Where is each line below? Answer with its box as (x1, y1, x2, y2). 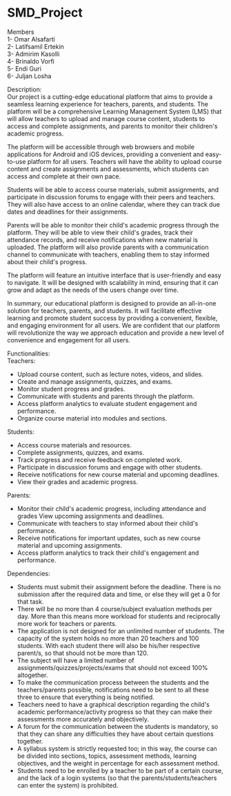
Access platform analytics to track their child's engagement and (17, 548, 199, 557)
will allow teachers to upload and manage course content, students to (7, 114, 205, 122)
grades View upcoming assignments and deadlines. (17, 512, 164, 520)
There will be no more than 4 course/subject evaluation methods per (17, 604, 212, 613)
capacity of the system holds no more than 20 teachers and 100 (17, 634, 199, 642)
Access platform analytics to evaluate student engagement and (17, 399, 197, 407)
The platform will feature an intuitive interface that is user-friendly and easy (7, 271, 222, 279)
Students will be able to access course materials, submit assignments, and (7, 185, 219, 194)
